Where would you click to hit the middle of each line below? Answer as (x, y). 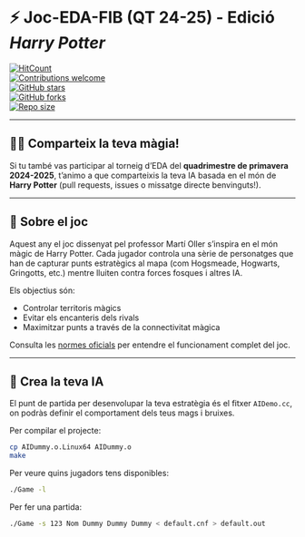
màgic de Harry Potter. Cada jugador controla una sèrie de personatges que (152, 253)
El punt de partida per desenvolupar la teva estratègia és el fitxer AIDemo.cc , (151, 404)
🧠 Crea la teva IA (57, 381)
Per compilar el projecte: (55, 431)
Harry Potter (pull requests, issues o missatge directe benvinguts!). (135, 185)
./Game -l (28, 490)
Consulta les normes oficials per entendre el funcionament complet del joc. (150, 345)
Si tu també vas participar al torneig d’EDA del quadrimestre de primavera (149, 165)
